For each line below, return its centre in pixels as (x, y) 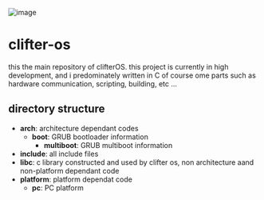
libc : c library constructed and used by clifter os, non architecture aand (137, 162)
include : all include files (59, 154)
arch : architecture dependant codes (79, 128)
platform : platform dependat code (76, 179)
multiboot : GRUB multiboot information (108, 145)
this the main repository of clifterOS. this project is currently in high (118, 66)
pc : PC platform (57, 187)
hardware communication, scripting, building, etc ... (93, 83)
